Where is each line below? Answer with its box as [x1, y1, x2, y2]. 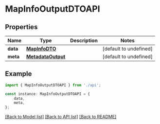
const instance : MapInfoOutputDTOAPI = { [5, 91, 90, 96]
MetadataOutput [26, 53, 66, 60]
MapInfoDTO [26, 45, 56, 52]
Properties [5, 23, 38, 31]
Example [5, 70, 32, 78]
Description [70, 37, 98, 44]
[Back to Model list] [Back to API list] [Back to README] [5, 114, 117, 120]
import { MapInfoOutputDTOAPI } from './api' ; [5, 83, 101, 88]
